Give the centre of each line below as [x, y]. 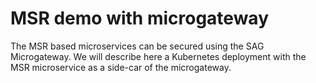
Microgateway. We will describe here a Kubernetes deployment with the [158, 56]
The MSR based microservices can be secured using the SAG [137, 46]
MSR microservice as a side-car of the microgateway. [121, 67]
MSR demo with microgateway [139, 18]
